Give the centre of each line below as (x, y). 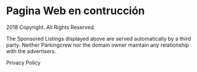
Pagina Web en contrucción (75, 11)
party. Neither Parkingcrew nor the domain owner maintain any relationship (98, 45)
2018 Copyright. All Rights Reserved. (51, 27)
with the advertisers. (31, 51)
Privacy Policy (23, 63)
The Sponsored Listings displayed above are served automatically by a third (98, 38)
